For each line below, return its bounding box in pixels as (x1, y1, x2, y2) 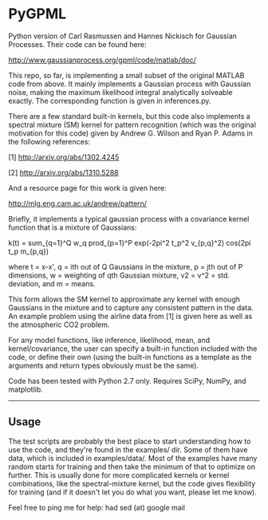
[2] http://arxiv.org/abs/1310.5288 (8, 167, 119, 177)
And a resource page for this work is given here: (8, 183, 167, 192)
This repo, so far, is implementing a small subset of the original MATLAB (8, 70, 245, 80)
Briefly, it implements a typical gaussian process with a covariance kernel (8, 214, 250, 223)
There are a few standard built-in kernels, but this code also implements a (8, 111, 251, 120)
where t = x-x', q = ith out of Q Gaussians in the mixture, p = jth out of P (8, 262, 243, 271)
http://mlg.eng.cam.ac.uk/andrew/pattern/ (8, 199, 148, 208)
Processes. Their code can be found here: (8, 39, 147, 49)
